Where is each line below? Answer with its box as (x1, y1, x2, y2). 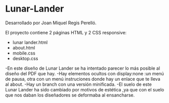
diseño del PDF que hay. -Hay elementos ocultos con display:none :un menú (5, 70, 164, 76)
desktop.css (12, 55, 38, 61)
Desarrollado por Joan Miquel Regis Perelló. (5, 20, 97, 26)
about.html (12, 44, 35, 50)
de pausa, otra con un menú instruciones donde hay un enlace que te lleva (5, 76, 160, 82)
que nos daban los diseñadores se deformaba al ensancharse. (5, 92, 135, 98)
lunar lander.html (12, 39, 48, 45)
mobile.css (12, 50, 35, 56)
